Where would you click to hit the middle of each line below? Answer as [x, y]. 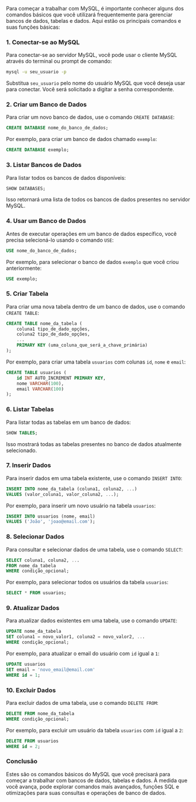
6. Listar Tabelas [30, 409]
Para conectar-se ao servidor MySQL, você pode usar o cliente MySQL [92, 55]
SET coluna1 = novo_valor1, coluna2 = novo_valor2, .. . [75, 637]
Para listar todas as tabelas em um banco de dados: [68, 422]
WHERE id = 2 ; [23, 746]
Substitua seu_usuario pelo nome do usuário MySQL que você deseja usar [96, 83]
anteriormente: [24, 268]
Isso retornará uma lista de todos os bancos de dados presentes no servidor [98, 200]
